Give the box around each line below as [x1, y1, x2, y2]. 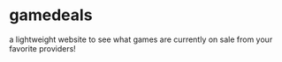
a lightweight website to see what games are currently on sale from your [9, 34, 273, 45]
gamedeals [9, 5, 93, 25]
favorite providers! [9, 43, 77, 53]
